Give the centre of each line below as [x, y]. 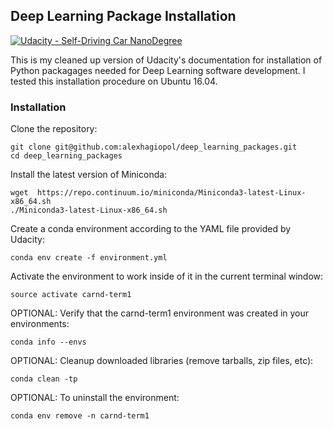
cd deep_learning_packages [66, 156]
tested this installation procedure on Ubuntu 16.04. [114, 81]
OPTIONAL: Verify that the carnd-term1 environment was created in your [160, 313]
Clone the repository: [54, 129]
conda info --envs [48, 342]
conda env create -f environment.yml [89, 258]
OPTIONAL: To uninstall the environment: [95, 398]
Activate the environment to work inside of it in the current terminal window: [167, 276]
